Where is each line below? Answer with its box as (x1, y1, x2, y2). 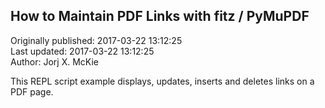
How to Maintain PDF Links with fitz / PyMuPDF (10, 8, 310, 25)
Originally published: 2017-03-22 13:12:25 (10, 34, 183, 46)
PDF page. (10, 85, 54, 98)
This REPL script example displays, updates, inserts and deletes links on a (10, 75, 315, 87)
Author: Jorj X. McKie (10, 55, 99, 68)
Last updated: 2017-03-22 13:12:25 (10, 45, 155, 57)
